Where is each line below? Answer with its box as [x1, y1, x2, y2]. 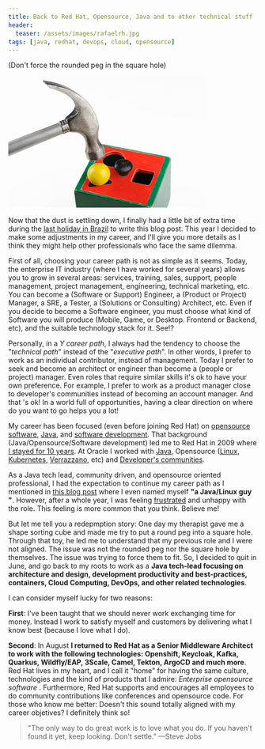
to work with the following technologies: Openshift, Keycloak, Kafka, [8, 649, 239, 659]
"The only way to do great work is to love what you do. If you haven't [27, 724, 253, 733]
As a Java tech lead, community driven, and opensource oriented [8, 471, 221, 480]
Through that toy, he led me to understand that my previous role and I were [8, 536, 253, 546]
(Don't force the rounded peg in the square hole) [8, 60, 167, 70]
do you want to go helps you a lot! [8, 406, 119, 415]
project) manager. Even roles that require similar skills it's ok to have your [8, 373, 247, 382]
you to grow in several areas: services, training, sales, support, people [8, 273, 237, 282]
